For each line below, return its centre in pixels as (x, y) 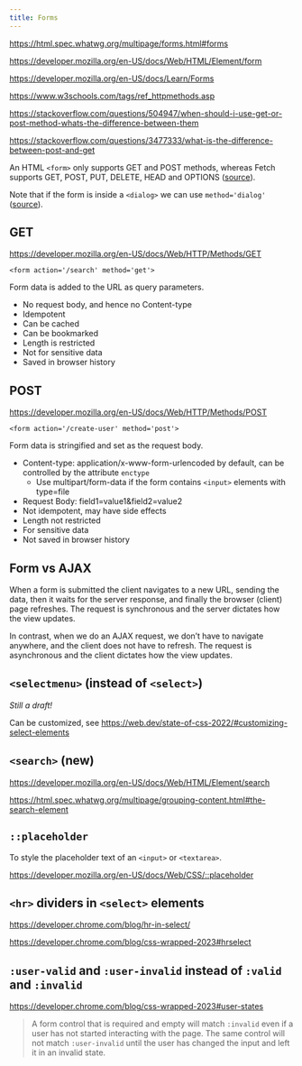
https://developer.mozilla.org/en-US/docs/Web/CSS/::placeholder (132, 875)
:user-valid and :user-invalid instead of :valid (146, 970)
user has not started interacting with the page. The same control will (158, 1034)
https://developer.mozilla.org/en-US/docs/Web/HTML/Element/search (140, 782)
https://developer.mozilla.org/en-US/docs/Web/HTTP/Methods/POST (138, 412)
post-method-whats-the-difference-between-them (104, 123)
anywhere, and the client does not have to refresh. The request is (131, 646)
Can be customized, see (55, 722)
